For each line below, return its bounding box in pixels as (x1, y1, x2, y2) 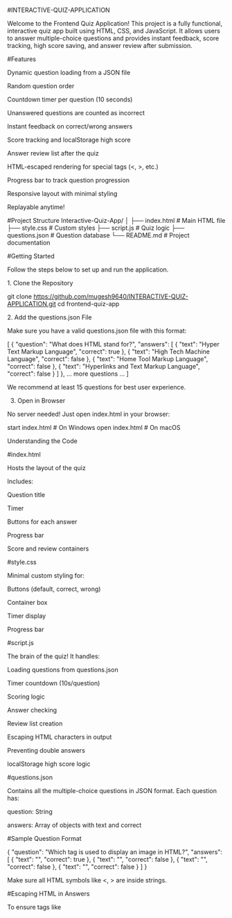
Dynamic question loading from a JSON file (7, 69, 131, 76)
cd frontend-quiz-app (57, 300, 120, 308)
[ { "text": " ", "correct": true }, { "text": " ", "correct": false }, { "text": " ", (7, 856, 208, 863)
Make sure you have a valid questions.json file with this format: (7, 326, 187, 335)
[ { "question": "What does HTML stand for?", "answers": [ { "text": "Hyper (7, 340, 220, 348)
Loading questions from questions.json (7, 666, 119, 674)
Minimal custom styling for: (7, 571, 85, 579)
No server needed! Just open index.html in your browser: (7, 410, 170, 418)
